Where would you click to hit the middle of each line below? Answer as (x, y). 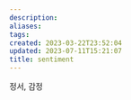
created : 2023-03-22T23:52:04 (66, 43)
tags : (19, 34)
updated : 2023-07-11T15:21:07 (66, 51)
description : (34, 18)
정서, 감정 (26, 86)
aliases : (26, 26)
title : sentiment (42, 59)
